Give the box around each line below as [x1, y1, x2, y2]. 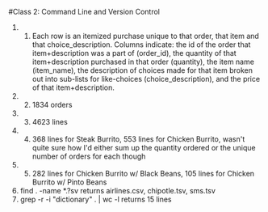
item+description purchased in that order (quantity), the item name [31, 57, 254, 66]
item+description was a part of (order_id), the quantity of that [31, 49, 237, 57]
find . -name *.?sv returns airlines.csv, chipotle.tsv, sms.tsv [19, 186, 216, 195]
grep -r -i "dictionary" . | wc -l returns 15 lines [19, 194, 172, 204]
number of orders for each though [31, 151, 146, 161]
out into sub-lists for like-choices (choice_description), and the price [31, 74, 261, 83]
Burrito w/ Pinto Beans [31, 177, 107, 187]
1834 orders [31, 100, 73, 109]
